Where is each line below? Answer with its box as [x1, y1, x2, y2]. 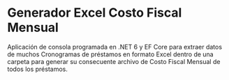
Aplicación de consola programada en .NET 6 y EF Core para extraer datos [7, 42, 222, 51]
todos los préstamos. [7, 65, 68, 73]
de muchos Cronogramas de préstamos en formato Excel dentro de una [7, 50, 214, 58]
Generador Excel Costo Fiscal [7, 5, 182, 21]
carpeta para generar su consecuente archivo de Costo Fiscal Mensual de [7, 57, 221, 65]
